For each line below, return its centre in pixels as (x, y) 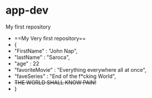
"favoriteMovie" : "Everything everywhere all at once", (80, 69)
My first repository (28, 27)
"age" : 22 (27, 64)
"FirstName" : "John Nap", (46, 50)
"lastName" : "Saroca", (42, 57)
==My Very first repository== (50, 38)
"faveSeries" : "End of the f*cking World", (65, 76)
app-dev (27, 10)
